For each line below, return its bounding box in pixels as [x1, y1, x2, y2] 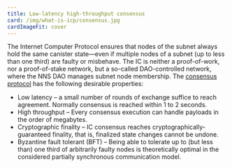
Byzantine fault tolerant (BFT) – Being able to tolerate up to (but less [17, 138, 213, 146]
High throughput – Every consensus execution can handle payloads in [17, 108, 219, 116]
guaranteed [17, 130, 51, 139]
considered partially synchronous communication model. [17, 153, 182, 161]
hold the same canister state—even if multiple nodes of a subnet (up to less [7, 50, 225, 58]
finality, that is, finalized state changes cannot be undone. [52, 130, 219, 139]
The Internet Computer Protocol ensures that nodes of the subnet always [7, 43, 218, 51]
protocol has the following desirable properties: [7, 80, 144, 88]
